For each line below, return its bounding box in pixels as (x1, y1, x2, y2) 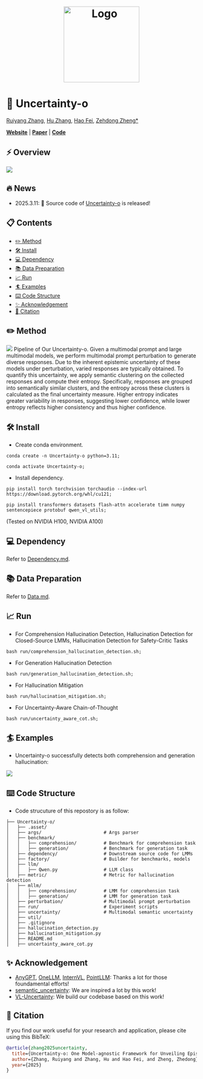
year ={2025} (11, 1062, 42, 1068)
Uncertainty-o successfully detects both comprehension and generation (14, 752, 195, 759)
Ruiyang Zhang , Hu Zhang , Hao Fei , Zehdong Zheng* (6, 117, 139, 124)
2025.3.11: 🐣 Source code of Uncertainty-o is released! (14, 199, 151, 206)
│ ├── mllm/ (6, 883, 42, 889)
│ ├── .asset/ (6, 824, 47, 831)
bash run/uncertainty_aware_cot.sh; (6, 715, 98, 722)
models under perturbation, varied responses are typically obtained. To (6, 365, 184, 373)
